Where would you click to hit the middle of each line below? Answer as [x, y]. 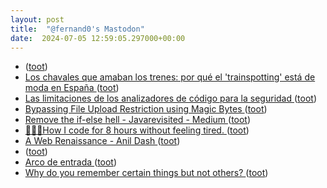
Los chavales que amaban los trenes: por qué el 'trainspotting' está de [170, 77]
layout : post [37, 19]
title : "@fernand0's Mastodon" [77, 29]
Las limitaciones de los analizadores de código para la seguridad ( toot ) [170, 98]
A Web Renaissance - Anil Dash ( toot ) [102, 141]
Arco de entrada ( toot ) [71, 162]
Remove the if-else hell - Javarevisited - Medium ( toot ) [138, 120]
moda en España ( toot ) [72, 88]
